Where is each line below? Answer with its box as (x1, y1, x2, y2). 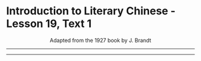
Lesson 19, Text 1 (6, 17, 92, 30)
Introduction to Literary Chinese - (6, 4, 176, 18)
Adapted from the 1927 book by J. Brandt (50, 36, 151, 44)
